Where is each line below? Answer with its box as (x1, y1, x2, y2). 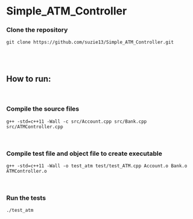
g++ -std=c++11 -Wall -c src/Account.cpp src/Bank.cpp (6, 119, 147, 125)
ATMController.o (6, 168, 47, 174)
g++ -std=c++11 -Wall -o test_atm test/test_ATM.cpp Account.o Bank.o (6, 162, 188, 169)
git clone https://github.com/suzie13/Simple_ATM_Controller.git (6, 39, 174, 46)
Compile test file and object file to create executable (6, 149, 163, 158)
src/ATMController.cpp (6, 123, 63, 130)
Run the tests (6, 194, 46, 202)
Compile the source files (6, 105, 80, 113)
